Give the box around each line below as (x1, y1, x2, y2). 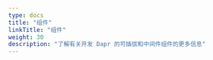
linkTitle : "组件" (8, 26, 66, 34)
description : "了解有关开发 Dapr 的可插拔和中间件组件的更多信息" (8, 41, 207, 48)
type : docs (8, 11, 44, 19)
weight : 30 (8, 33, 44, 41)
